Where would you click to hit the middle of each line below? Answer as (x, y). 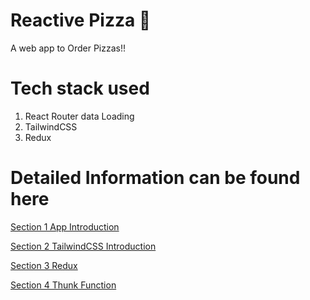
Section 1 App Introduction (65, 226)
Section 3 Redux (44, 265)
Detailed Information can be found (155, 178)
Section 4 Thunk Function (63, 285)
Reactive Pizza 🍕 (81, 20)
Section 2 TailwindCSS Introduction (83, 246)
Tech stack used (80, 88)
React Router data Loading (79, 116)
